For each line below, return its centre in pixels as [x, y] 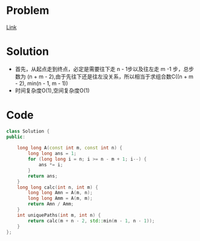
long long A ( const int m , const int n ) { [70, 148]
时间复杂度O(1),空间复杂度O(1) [52, 90]
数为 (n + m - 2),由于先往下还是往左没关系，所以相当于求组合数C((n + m [104, 77]
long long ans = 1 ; [52, 154]
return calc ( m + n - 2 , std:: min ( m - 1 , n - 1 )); [91, 221]
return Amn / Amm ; [51, 204]
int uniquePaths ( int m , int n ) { [59, 215]
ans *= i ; [51, 165]
